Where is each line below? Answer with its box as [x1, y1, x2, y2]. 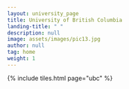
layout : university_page [7, 10, 79, 17]
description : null [7, 29, 60, 37]
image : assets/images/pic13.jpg [7, 36, 101, 43]
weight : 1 [7, 55, 36, 62]
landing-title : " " [7, 23, 64, 30]
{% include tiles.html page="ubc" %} [7, 74, 113, 82]
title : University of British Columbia [7, 17, 123, 23]
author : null [7, 42, 45, 49]
